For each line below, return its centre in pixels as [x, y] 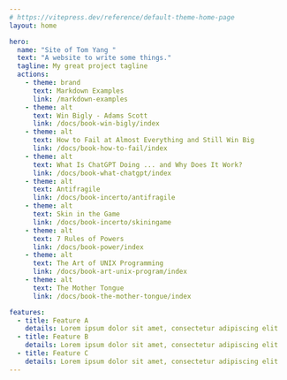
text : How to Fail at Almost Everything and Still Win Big [143, 141]
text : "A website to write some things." [94, 58]
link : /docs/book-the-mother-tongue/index [112, 296]
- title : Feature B [53, 337]
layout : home [33, 26]
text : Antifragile [66, 190]
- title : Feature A [53, 320]
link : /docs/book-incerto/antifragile [104, 198]
